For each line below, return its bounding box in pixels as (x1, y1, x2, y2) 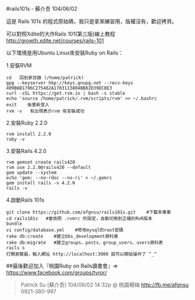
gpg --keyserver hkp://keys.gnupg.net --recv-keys (6, 80, 134, 86)
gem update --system (6, 170, 57, 175)
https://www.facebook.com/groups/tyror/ (6, 269, 107, 276)
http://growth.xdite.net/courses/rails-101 (6, 37, 105, 44)
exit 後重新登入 (6, 102, 50, 108)
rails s (6, 245, 25, 251)
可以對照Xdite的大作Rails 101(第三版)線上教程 (6, 30, 116, 37)
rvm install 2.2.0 (6, 131, 51, 137)
